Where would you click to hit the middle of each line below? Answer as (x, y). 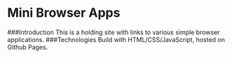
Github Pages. (28, 47)
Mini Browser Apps (64, 13)
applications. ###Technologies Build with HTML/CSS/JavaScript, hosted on (116, 39)
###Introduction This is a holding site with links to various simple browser (114, 32)
